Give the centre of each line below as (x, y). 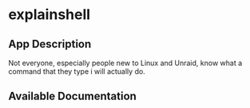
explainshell (49, 15)
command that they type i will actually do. (77, 71)
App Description (50, 44)
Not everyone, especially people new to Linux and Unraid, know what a (125, 63)
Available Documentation (73, 96)
